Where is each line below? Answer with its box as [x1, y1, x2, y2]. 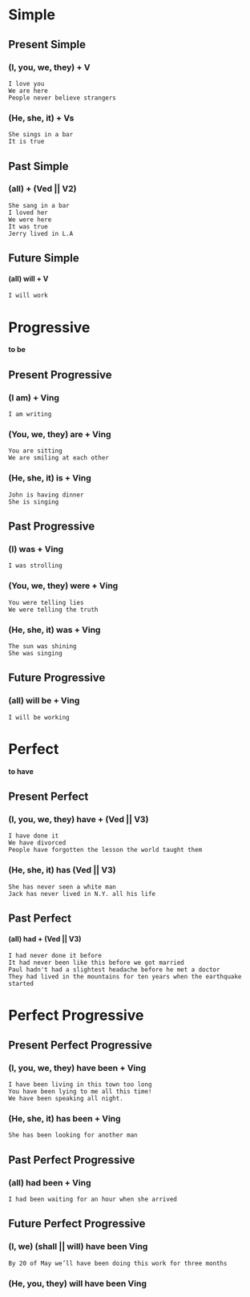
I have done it [8, 832, 59, 840]
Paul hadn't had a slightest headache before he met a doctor [8, 966, 220, 974]
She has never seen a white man [8, 882, 116, 891]
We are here [8, 87, 48, 95]
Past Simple [8, 159, 70, 173]
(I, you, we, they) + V [8, 62, 91, 73]
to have [8, 766, 34, 776]
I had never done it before [8, 952, 103, 960]
